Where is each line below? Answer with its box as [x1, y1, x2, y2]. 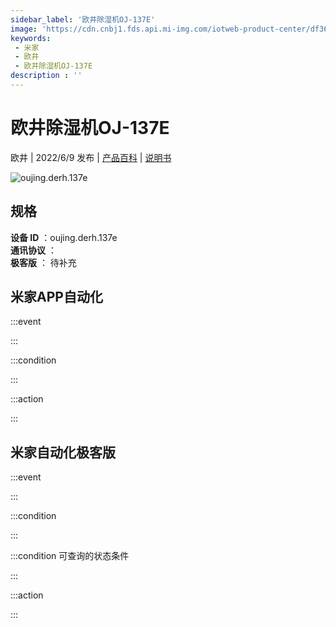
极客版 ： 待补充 [10, 256, 77, 268]
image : [10, 24, 38, 34]
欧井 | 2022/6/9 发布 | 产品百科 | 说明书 [10, 151, 172, 163]
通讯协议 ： [10, 244, 57, 256]
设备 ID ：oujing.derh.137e [10, 231, 118, 243]
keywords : [10, 33, 52, 43]
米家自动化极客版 [10, 444, 116, 461]
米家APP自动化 [10, 289, 103, 306]
